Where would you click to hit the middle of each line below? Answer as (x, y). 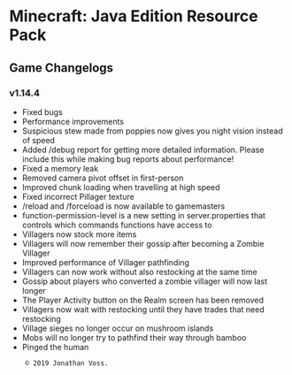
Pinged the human (55, 347)
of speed (38, 140)
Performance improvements (73, 121)
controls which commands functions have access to (117, 225)
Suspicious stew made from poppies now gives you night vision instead (152, 131)
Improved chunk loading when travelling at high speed (121, 187)
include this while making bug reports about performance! (128, 159)
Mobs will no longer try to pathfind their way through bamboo (134, 337)
